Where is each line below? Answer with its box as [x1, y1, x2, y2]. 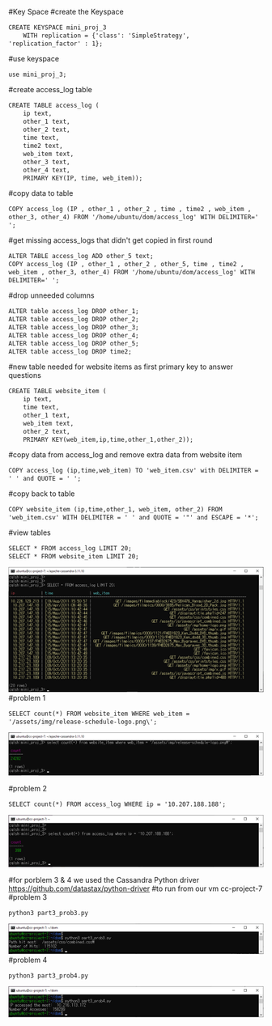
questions [8, 371, 42, 379]
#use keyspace [8, 54, 59, 63]
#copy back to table [8, 489, 75, 498]
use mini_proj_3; [8, 70, 67, 78]
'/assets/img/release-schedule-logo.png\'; [8, 718, 158, 727]
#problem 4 [8, 955, 48, 965]
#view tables [8, 528, 51, 537]
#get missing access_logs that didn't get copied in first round [8, 235, 213, 245]
